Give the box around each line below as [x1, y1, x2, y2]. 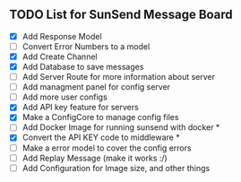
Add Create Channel [22, 51, 98, 62]
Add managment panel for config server [22, 82, 171, 92]
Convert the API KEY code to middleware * [22, 132, 181, 143]
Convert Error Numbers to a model [22, 40, 151, 52]
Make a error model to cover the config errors [22, 143, 192, 153]
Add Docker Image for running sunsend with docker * [22, 122, 220, 133]
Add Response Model [22, 30, 102, 41]
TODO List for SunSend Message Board [9, 7, 233, 22]
